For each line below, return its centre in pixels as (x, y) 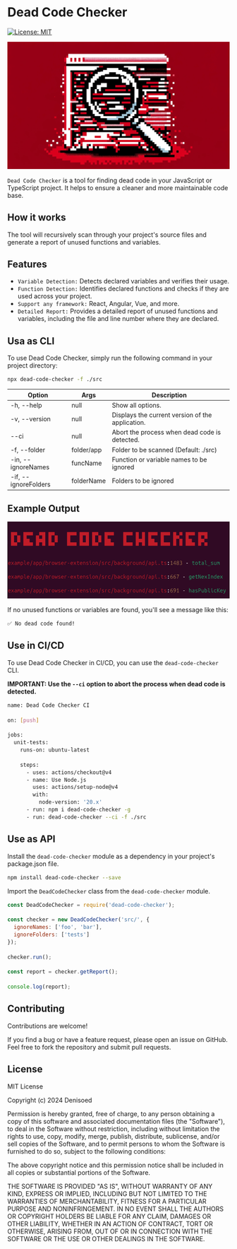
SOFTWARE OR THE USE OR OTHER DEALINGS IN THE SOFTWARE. (106, 1238)
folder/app (87, 450)
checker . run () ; (30, 957)
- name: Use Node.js (56, 780)
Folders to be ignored (143, 481)
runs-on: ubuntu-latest (55, 750)
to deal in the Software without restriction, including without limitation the (114, 1129)
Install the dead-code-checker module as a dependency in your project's (111, 856)
